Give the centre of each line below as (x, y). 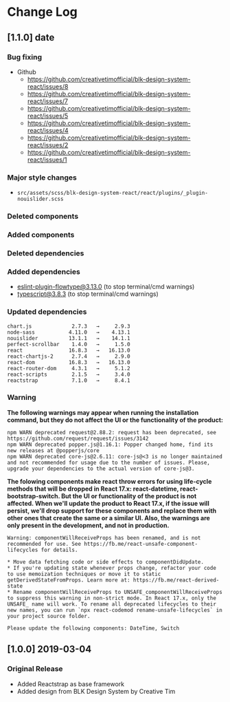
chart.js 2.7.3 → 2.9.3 (69, 326)
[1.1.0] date (31, 38)
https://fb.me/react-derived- (176, 580)
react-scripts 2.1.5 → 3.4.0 (69, 374)
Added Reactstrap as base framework (71, 684)
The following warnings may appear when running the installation (103, 412)
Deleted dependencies (46, 253)
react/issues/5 (48, 116)
